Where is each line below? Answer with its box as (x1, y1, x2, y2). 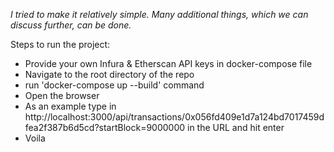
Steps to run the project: (10, 39, 111, 50)
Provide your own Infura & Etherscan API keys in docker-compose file (24, 58, 313, 69)
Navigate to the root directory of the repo (24, 69, 195, 80)
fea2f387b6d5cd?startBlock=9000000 (24, 122, 186, 133)
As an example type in (24, 100, 117, 112)
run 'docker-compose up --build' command (24, 79, 205, 91)
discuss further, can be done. (10, 19, 132, 31)
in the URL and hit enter (187, 122, 285, 133)
